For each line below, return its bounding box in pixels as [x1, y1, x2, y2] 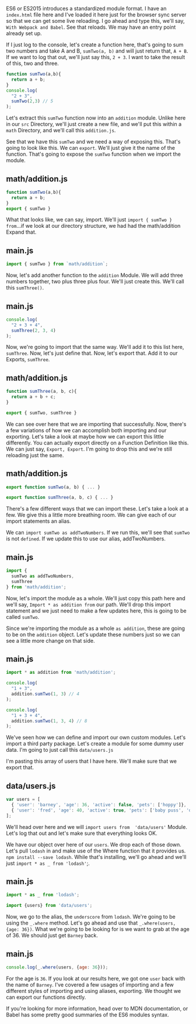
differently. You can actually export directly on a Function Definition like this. [6, 439, 189, 446]
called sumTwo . [6, 613, 40, 620]
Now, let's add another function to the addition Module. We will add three [6, 272, 184, 279]
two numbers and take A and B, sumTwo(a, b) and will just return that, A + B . [6, 47, 188, 54]
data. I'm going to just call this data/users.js [6, 746, 114, 754]
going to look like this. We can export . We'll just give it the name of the [6, 145, 176, 152]
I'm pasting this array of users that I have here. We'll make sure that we [6, 758, 177, 765]
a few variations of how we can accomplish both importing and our [6, 427, 167, 434]
